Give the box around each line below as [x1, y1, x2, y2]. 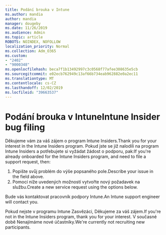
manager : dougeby [5, 21, 41, 26]
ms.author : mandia [5, 12, 43, 17]
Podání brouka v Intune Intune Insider [5, 111, 161, 122]
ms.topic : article [5, 35, 43, 40]
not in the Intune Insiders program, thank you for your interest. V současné [5, 214, 157, 220]
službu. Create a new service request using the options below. [12, 184, 138, 190]
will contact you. [5, 199, 39, 205]
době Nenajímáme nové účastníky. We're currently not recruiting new [5, 219, 145, 225]
